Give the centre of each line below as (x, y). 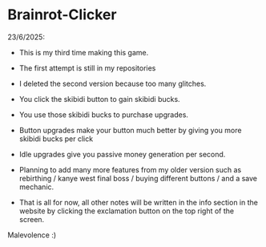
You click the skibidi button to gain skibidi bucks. (100, 99)
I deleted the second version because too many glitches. (113, 83)
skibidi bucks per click (56, 139)
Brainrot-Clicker (62, 15)
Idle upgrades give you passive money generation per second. (122, 154)
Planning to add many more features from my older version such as (130, 169)
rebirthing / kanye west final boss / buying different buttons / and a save (138, 178)
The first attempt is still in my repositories (87, 68)
